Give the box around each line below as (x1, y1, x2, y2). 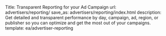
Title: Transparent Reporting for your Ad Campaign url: (5, 4, 116, 10)
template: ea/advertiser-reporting (5, 25, 73, 31)
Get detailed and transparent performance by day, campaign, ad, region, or (5, 15, 159, 20)
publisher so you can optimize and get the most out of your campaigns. (5, 20, 151, 26)
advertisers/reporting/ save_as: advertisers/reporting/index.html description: (5, 9, 162, 15)
